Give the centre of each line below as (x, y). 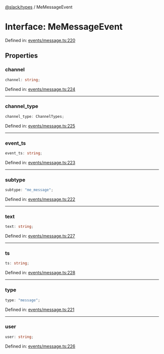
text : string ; (20, 227)
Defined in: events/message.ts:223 (40, 162)
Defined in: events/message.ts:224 (40, 89)
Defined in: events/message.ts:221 (40, 310)
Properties (21, 56)
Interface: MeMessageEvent (64, 27)
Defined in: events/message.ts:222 (40, 199)
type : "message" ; (23, 300)
